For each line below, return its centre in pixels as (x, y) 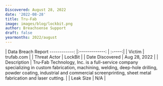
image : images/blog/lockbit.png (39, 24)
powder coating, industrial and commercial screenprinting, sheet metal (78, 73)
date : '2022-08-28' (26, 14)
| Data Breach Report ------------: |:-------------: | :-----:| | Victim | (75, 51)
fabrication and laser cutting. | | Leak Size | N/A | (56, 78)
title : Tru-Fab (21, 19)
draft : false (19, 33)
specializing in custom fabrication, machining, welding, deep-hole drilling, (81, 67)
